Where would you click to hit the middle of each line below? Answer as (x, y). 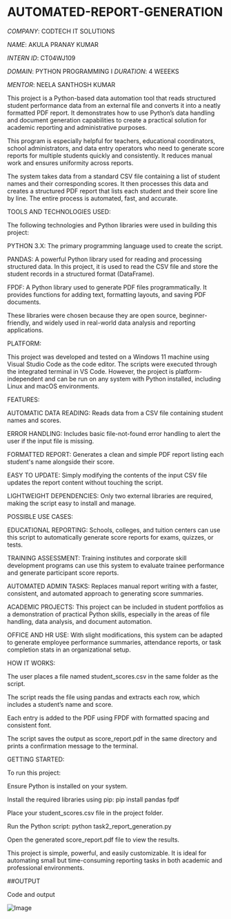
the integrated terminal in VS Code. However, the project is (91, 371)
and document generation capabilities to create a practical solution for (107, 120)
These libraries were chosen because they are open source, (92, 315)
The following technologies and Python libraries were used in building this (112, 225)
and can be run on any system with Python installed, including (133, 379)
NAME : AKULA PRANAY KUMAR (53, 44)
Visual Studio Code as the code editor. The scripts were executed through (112, 364)
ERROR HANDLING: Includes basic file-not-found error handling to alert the (114, 433)
